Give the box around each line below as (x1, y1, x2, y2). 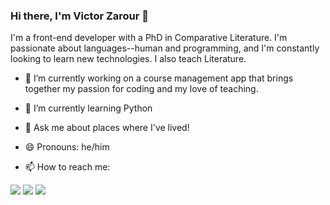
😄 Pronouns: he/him (24, 141, 110, 153)
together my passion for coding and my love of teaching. (24, 83, 259, 95)
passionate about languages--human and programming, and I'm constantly (10, 42, 320, 54)
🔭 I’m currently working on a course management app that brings (24, 72, 294, 84)
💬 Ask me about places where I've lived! (24, 122, 190, 134)
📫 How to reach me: (24, 161, 111, 173)
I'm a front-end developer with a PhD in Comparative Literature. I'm (10, 32, 288, 44)
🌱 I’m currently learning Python (24, 102, 153, 114)
